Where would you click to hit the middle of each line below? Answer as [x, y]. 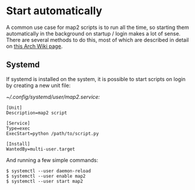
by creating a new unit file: [38, 85]
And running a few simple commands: [52, 160]
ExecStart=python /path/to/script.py [53, 133]
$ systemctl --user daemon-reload [49, 171]
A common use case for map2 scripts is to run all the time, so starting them [97, 27]
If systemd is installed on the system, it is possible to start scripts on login [96, 79]
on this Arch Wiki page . [35, 46]
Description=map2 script [37, 113]
